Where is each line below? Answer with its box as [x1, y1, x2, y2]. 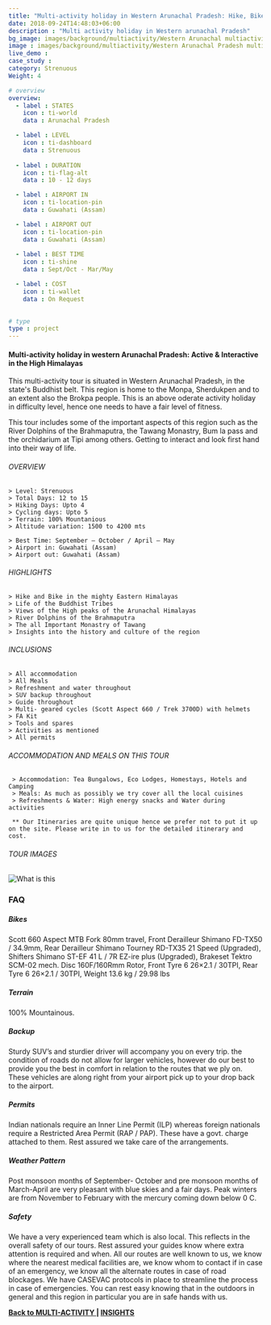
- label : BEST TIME [15, 250, 85, 259]
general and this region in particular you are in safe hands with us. [8, 1292, 228, 1302]
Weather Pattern [8, 1155, 66, 1165]
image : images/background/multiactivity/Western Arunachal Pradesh [8, 42, 244, 50]
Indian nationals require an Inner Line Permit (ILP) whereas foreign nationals [8, 1120, 261, 1129]
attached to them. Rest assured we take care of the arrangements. [8, 1137, 229, 1147]
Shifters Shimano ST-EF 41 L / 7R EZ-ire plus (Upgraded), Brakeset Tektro [8, 952, 252, 961]
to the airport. [8, 1081, 54, 1091]
